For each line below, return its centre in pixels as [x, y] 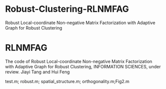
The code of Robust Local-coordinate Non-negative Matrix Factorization [79, 61]
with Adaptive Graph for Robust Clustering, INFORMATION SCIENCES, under [83, 66]
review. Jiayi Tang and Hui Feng [38, 72]
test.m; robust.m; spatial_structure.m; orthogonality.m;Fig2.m [67, 81]
